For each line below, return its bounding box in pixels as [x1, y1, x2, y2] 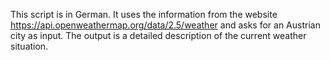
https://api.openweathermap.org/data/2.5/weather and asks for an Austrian [10, 19, 321, 31]
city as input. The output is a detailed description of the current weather [10, 30, 307, 41]
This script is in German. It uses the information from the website [10, 9, 278, 20]
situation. [10, 40, 49, 52]
